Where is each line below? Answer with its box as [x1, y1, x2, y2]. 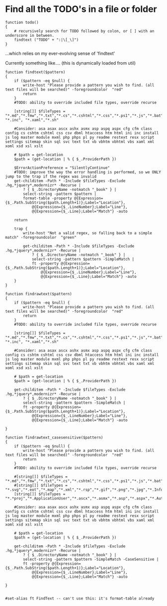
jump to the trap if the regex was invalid [5, 174, 97, 179]
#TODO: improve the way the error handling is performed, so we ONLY [14, 170, 162, 174]
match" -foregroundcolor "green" [5, 235, 77, 240]
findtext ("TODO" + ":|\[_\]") [14, 37, 79, 42]
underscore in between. [5, 33, 55, 38]
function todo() [5, 20, 39, 25]
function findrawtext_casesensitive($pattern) [5, 435, 103, 440]
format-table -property [23, 195, 72, 201]
